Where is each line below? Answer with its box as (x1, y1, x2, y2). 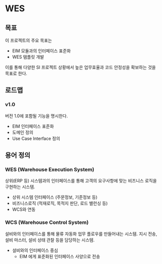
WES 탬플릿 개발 (12, 54, 44, 60)
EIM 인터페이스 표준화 (12, 123, 54, 129)
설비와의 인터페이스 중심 (12, 247, 59, 253)
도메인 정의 (12, 129, 34, 135)
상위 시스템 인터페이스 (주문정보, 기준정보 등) (12, 194, 98, 200)
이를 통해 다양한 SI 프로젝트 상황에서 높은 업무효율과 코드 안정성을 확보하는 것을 (5, 65, 156, 70)
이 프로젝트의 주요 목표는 (5, 38, 52, 43)
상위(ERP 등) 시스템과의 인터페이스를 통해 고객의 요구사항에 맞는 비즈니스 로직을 (5, 178, 157, 184)
